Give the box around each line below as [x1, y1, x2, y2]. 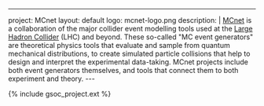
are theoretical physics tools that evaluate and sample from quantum [8, 41, 230, 49]
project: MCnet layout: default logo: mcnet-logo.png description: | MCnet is [8, 16, 252, 24]
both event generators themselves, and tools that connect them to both [8, 66, 239, 75]
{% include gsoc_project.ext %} [8, 90, 112, 98]
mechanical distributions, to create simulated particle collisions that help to [8, 49, 251, 58]
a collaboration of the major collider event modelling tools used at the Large [8, 24, 253, 33]
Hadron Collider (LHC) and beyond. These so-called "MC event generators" [8, 32, 254, 42]
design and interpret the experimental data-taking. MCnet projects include [8, 57, 249, 67]
